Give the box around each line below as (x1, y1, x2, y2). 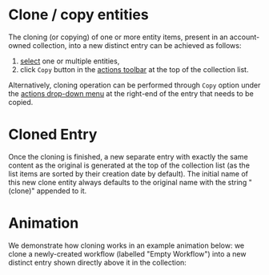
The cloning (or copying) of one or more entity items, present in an (8, 32, 228, 42)
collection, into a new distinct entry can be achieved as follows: (32, 40, 242, 50)
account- (229, 32, 260, 42)
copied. (8, 97, 34, 107)
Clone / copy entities (8, 6, 150, 24)
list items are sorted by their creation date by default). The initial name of (8, 168, 249, 178)
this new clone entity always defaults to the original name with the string (8, 177, 247, 187)
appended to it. (36, 186, 87, 196)
